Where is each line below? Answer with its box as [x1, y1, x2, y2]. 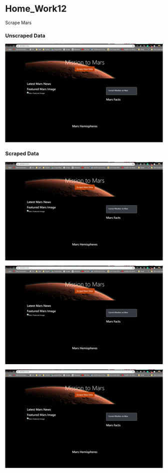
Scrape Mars [5, 20, 31, 26]
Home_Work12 [5, 3, 67, 15]
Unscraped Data [5, 32, 46, 39]
